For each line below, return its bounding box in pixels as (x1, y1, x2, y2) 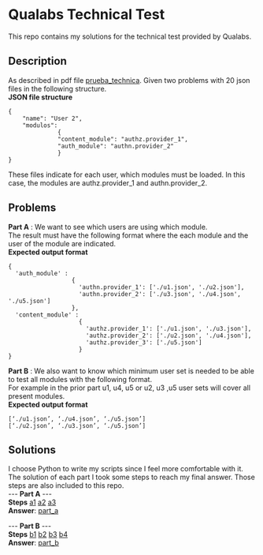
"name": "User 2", (22, 114, 83, 122)
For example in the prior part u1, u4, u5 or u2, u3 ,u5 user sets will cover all (8, 383, 250, 392)
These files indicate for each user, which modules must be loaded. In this (8, 170, 246, 179)
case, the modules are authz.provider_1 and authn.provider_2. (8, 178, 208, 187)
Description (8, 54, 67, 68)
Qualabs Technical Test (8, 6, 165, 24)
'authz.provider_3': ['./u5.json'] (85, 338, 202, 347)
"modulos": (22, 121, 58, 129)
